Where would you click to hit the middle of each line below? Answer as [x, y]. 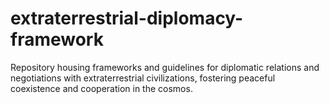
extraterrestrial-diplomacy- [127, 18]
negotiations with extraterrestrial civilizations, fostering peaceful [143, 78]
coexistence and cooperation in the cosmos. [101, 88]
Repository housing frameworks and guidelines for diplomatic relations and [165, 67]
